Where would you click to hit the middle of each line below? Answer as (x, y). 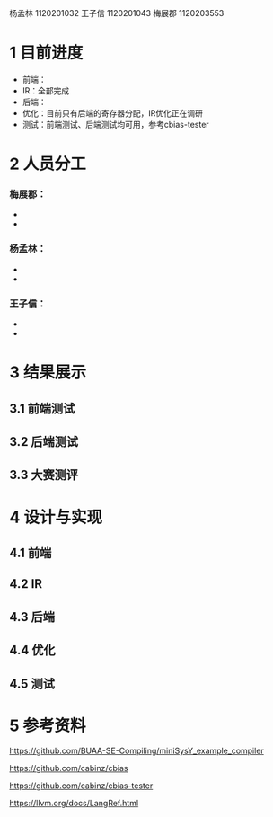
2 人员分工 (48, 164)
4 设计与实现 (56, 517)
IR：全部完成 (46, 90)
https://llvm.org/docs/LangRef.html (74, 804)
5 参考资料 (48, 725)
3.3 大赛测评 (44, 475)
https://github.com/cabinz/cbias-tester (81, 786)
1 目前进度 (46, 53)
